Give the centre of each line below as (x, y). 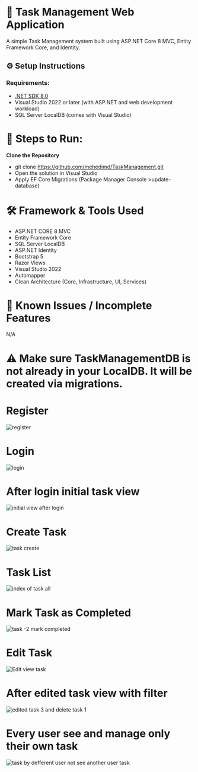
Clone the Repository (33, 155)
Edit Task (29, 653)
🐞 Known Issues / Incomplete (79, 305)
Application (35, 25)
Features (28, 318)
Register (27, 411)
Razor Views (30, 263)
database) (27, 186)
